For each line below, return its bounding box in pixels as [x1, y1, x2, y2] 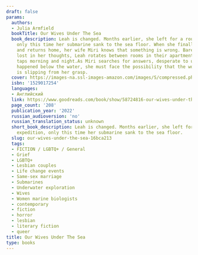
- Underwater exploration [11, 185, 75, 191]
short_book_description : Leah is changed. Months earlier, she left [11, 124, 183, 130]
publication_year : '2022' [11, 108, 75, 114]
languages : [11, 86, 38, 92]
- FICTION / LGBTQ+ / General [11, 146, 85, 152]
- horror [11, 212, 33, 218]
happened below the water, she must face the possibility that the [16, 63, 186, 70]
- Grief [11, 151, 31, 157]
